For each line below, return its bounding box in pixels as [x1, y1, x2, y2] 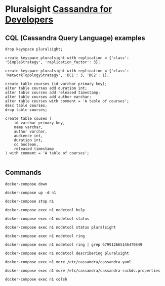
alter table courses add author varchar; [5, 95, 92, 99]
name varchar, [14, 125, 43, 130]
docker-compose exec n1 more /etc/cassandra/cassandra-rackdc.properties [5, 268, 161, 273]
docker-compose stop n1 [5, 199, 54, 204]
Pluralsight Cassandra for [5, 3, 113, 15]
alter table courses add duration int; [5, 86, 87, 91]
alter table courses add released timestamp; [5, 90, 100, 95]
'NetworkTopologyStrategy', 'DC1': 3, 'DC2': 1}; [5, 73, 110, 78]
